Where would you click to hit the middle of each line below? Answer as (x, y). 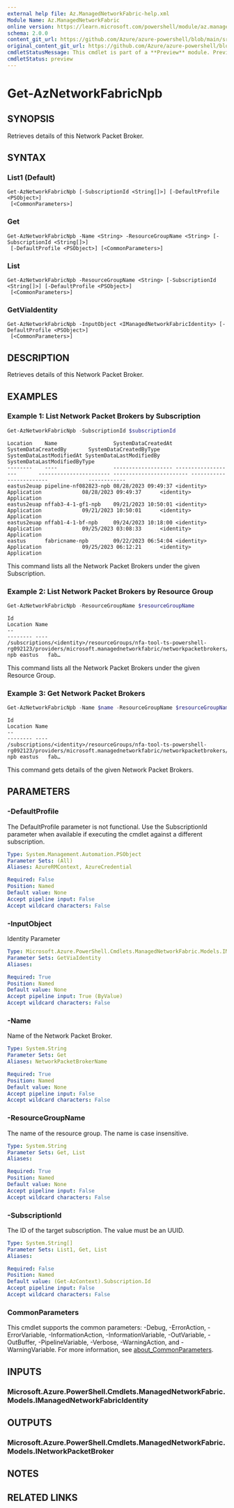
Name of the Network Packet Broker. (60, 1036)
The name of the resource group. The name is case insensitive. (98, 1133)
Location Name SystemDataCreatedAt (90, 443)
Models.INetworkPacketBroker (61, 1451)
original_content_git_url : (46, 46)
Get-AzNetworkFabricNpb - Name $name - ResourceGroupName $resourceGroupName (119, 708)
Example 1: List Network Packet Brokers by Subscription (104, 417)
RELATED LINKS (42, 1497)
